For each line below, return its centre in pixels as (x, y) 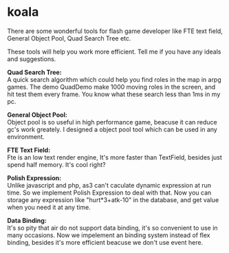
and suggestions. (32, 58)
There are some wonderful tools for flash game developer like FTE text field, (115, 31)
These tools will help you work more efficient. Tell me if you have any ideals (114, 52)
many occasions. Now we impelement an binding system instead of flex (109, 235)
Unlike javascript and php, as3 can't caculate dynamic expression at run (109, 185)
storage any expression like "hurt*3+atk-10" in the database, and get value (113, 199)
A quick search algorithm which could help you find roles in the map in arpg (114, 79)
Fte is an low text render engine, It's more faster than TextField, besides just (115, 157)
